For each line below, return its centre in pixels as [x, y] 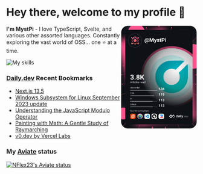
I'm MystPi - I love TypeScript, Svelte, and [59, 29]
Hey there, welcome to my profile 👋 [96, 12]
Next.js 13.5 [29, 91]
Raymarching [31, 129]
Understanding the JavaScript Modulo [63, 110]
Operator [26, 117]
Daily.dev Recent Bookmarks [50, 78]
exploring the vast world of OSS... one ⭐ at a [61, 42]
